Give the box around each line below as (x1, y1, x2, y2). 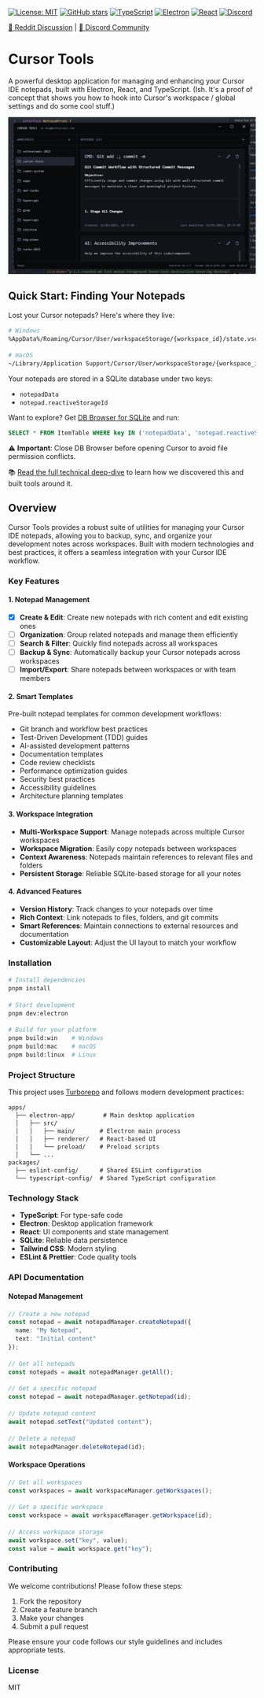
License (8, 1665, 39, 1676)
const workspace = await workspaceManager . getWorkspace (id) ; (8, 1511, 213, 1519)
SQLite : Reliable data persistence (19, 1236, 128, 1245)
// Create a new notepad (8, 1310, 90, 1318)
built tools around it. (8, 479, 73, 488)
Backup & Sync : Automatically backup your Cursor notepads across (19, 648, 241, 657)
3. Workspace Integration (8, 809, 93, 819)
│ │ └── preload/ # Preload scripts (15, 1143, 159, 1151)
